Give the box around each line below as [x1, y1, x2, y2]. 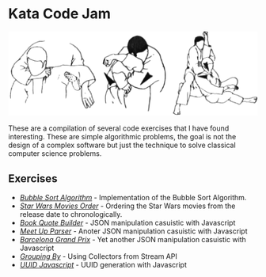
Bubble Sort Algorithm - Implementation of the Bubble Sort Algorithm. [19, 193, 247, 203]
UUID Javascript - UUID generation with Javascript [19, 260, 188, 270]
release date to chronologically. [19, 210, 123, 219]
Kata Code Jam [8, 5, 111, 23]
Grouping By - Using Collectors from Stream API [19, 252, 178, 261]
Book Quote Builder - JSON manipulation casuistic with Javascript [19, 218, 236, 228]
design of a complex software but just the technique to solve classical [8, 140, 236, 150]
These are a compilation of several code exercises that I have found [8, 123, 230, 133]
